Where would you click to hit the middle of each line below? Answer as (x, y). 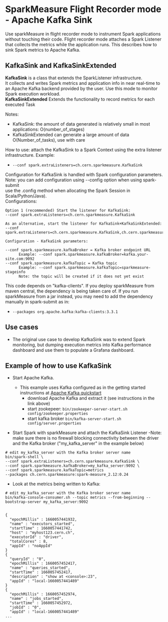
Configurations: (21, 201)
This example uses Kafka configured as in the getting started (83, 387)
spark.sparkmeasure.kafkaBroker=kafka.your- (101, 254)
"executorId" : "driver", (37, 537)
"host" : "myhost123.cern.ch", (42, 533)
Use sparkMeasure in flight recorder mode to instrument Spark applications (83, 34)
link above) (39, 403)
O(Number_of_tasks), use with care (49, 140)
